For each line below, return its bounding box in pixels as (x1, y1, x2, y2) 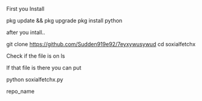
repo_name (6, 88, 35, 95)
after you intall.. (6, 29, 46, 36)
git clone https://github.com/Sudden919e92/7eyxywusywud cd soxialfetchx (6, 41, 196, 47)
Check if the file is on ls (6, 52, 65, 60)
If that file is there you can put (6, 64, 82, 71)
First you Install (6, 5, 44, 12)
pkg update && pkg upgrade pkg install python (6, 17, 123, 24)
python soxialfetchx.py (6, 76, 64, 83)
